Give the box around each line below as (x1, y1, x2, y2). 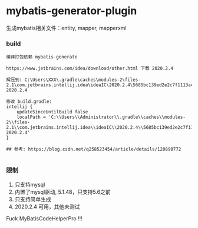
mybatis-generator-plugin (6, 4, 137, 18)
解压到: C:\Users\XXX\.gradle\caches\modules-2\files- (6, 77, 141, 83)
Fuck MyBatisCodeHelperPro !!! (6, 214, 82, 222)
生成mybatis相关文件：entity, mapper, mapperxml (6, 24, 127, 31)
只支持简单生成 (14, 196, 51, 203)
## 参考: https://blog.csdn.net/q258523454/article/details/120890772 (6, 146, 181, 152)
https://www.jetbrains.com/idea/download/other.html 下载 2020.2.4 (6, 66, 174, 71)
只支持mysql (14, 181, 45, 188)
